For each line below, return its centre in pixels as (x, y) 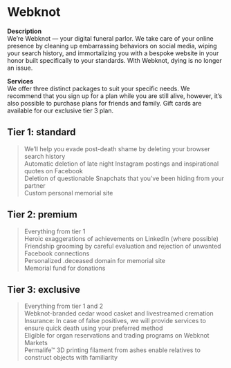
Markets (36, 343)
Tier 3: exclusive (44, 290)
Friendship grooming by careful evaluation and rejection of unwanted (122, 246)
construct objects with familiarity (71, 358)
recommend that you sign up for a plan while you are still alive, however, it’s (115, 96)
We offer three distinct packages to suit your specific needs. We (99, 88)
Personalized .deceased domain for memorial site (95, 260)
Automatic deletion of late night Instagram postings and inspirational (121, 164)
